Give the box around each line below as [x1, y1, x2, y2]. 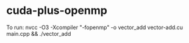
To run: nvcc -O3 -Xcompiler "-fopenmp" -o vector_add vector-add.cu [6, 24, 184, 31]
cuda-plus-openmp [6, 4, 108, 18]
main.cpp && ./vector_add [6, 30, 71, 37]
